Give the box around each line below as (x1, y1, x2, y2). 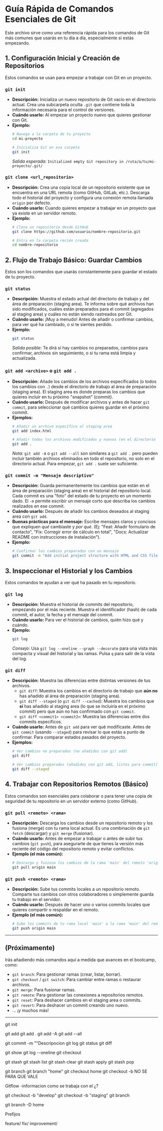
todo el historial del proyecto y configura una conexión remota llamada (12, 195, 154, 200)
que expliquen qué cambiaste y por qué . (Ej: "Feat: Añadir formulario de (12, 524, 156, 530)
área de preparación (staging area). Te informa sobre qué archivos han (12, 301, 154, 307)
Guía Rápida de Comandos (5, 3, 114, 15)
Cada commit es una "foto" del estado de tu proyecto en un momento (12, 493, 151, 499)
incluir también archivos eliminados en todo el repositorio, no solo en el (12, 456, 155, 461)
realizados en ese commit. (12, 503, 65, 509)
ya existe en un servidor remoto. (12, 210, 77, 216)
